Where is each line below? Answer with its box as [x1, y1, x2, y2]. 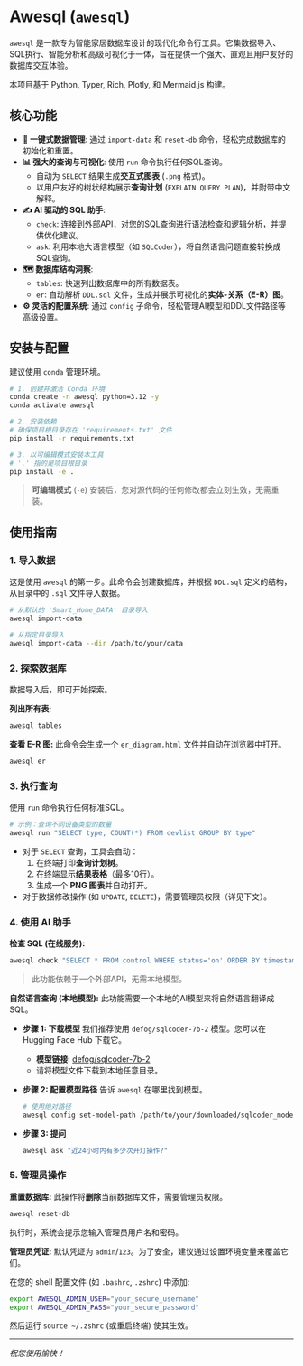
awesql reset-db [9, 1209, 70, 1218]
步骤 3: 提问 [22, 1128, 67, 1138]
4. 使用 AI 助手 [9, 915, 72, 928]
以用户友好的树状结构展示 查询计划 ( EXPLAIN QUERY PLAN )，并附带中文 [35, 181, 291, 192]
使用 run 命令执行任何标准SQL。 [9, 802, 129, 813]
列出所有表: [9, 702, 52, 714]
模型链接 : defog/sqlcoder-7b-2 [35, 1054, 151, 1064]
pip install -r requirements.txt [9, 433, 135, 443]
